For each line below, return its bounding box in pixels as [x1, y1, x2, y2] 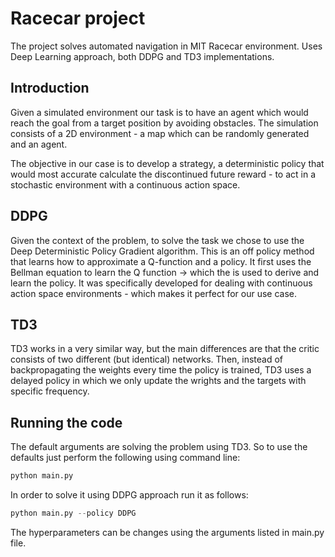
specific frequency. [10, 385, 90, 397]
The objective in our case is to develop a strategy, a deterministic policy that [10, 157, 325, 169]
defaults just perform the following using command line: [10, 452, 241, 464]
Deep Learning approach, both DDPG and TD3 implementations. [10, 50, 275, 62]
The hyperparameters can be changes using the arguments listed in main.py [10, 526, 325, 538]
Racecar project [10, 7, 146, 30]
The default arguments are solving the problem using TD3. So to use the [10, 441, 308, 453]
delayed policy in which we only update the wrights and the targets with [10, 375, 307, 387]
